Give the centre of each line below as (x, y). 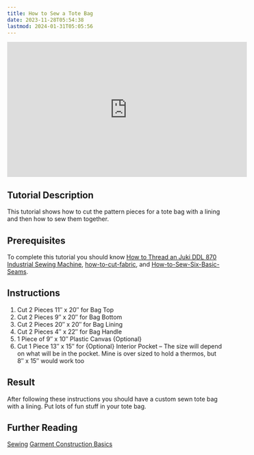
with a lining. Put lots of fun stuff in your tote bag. (77, 406)
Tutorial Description (50, 195)
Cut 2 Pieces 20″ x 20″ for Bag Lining (70, 324)
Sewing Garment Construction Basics (60, 444)
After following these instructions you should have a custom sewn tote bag (112, 399)
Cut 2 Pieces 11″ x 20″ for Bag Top (65, 310)
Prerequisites (36, 241)
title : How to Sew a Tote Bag (50, 13)
